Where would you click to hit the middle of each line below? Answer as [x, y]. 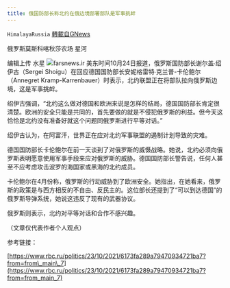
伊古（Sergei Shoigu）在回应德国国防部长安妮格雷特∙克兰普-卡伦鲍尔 [104, 71]
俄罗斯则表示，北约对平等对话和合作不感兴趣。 [73, 213]
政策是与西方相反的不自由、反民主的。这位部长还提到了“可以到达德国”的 [120, 190]
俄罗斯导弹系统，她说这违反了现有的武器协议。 [73, 198]
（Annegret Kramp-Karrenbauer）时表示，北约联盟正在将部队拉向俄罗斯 [109, 80]
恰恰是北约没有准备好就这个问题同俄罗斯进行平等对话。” [85, 120]
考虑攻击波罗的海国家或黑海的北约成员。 [82, 167]
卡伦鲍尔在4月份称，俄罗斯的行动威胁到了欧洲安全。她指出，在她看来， [108, 181]
